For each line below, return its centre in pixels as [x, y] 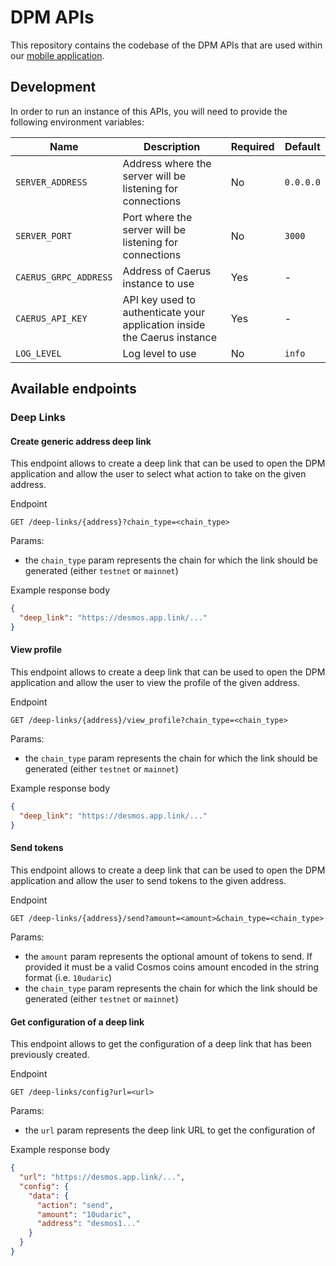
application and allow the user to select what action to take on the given [158, 474]
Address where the [167, 163]
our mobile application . [57, 55]
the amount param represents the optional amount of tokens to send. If [168, 956]
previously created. [50, 1055]
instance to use [158, 283]
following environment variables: [77, 122]
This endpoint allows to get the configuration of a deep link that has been [161, 1044]
